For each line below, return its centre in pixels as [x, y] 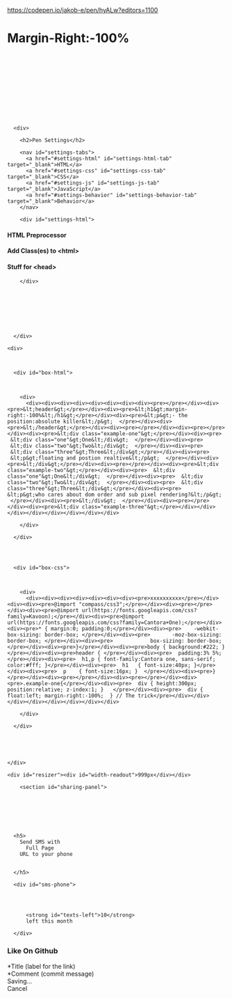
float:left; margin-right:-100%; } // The [71, 696]
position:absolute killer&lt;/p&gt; [60, 422]
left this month [49, 921]
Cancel [17, 988]
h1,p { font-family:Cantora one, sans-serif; [149, 660]
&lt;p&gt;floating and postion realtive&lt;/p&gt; [85, 458]
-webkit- [206, 629]
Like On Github [33, 951]
